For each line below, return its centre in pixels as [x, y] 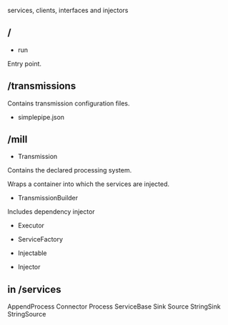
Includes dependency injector [51, 212]
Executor [31, 226]
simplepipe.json [41, 117]
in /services [34, 289]
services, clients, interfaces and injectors [68, 10]
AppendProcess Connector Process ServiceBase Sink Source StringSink [114, 306]
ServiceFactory [40, 239]
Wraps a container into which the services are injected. [89, 184]
